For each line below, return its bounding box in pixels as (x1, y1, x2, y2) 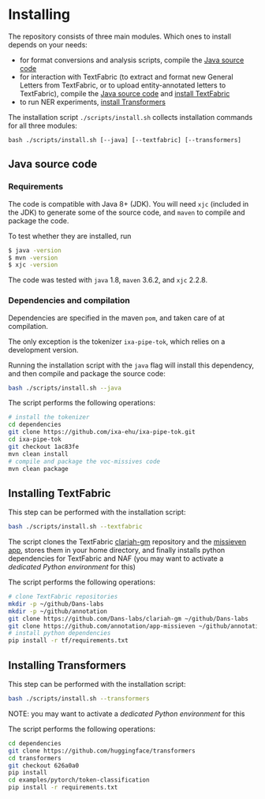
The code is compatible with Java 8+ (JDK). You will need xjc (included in (8, 199, 249, 208)
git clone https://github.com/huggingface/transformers (8, 747, 196, 755)
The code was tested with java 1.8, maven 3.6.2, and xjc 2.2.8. (8, 275, 207, 285)
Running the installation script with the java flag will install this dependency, (8, 360, 255, 370)
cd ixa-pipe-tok (8, 435, 62, 443)
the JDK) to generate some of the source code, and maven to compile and (8, 207, 246, 217)
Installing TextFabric (8, 487, 111, 500)
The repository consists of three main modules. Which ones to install (8, 32, 231, 41)
